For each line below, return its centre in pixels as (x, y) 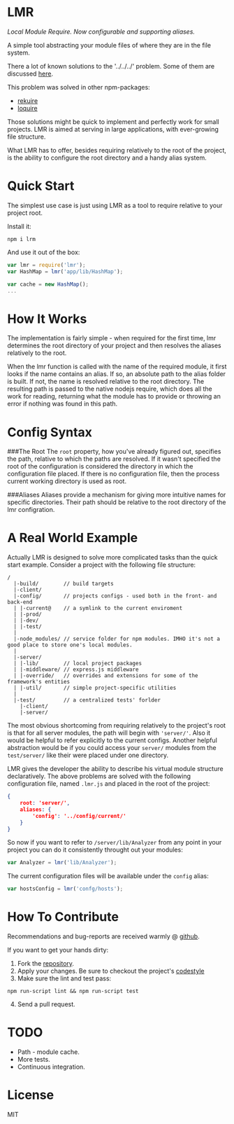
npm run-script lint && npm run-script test (73, 992)
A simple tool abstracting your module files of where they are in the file (109, 45)
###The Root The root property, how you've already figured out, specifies (114, 452)
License (31, 1095)
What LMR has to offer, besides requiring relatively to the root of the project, (117, 150)
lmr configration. (31, 510)
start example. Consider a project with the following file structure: (102, 565)
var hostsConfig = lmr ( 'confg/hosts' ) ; (65, 889)
